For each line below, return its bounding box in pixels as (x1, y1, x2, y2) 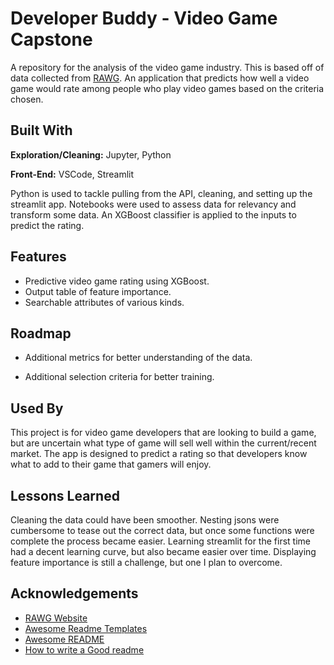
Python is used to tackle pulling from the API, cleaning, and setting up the (10, 187, 313, 199)
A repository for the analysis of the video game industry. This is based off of (10, 61, 325, 73)
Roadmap (10, 325, 72, 342)
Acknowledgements (10, 585, 139, 602)
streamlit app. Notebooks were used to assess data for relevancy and (10, 198, 297, 210)
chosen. (10, 93, 44, 105)
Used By (10, 400, 64, 417)
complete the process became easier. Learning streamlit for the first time (10, 535, 311, 547)
